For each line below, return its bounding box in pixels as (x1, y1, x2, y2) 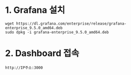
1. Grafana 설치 (5, 4, 65, 16)
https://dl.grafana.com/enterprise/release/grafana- (16, 21, 127, 26)
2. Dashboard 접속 (5, 48, 80, 59)
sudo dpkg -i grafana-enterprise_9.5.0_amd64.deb (5, 30, 109, 35)
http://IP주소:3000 (5, 65, 43, 70)
